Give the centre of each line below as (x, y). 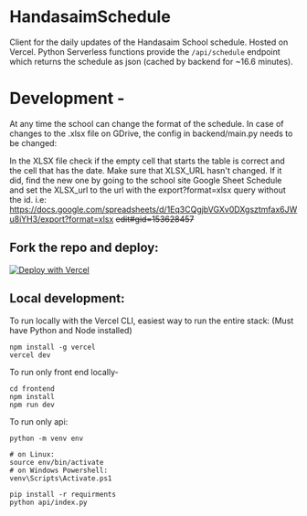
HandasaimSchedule (90, 17)
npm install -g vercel (53, 347)
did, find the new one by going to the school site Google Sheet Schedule (146, 180)
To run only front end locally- (64, 372)
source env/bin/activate (57, 462)
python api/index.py (49, 502)
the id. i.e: (28, 199)
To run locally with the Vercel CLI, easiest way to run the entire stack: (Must (152, 321)
